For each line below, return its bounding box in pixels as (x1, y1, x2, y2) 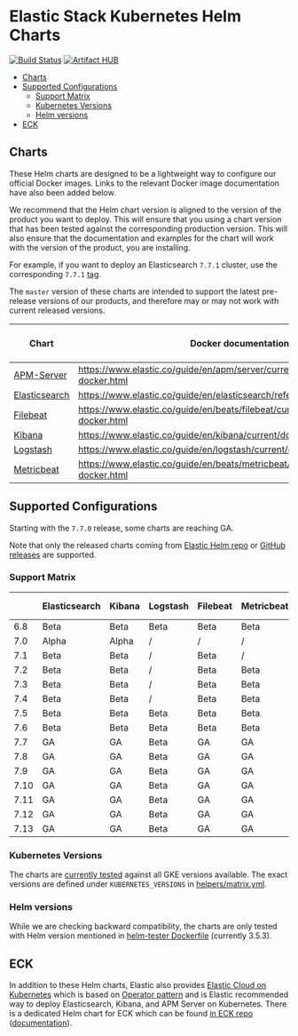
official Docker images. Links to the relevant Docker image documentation (9, 178, 279, 188)
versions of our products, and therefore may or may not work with (38, 295, 279, 306)
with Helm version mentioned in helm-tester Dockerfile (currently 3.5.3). (9, 930, 272, 941)
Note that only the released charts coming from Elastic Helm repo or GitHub (9, 539, 286, 550)
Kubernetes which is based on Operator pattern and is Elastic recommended (9, 989, 289, 1000)
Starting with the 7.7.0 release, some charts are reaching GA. (9, 522, 234, 533)
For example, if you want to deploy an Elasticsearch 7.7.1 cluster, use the (9, 259, 278, 270)
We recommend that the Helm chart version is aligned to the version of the (9, 204, 282, 215)
